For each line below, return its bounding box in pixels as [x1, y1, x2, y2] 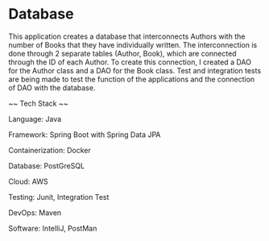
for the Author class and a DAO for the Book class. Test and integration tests [8, 65, 262, 75]
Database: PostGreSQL [8, 160, 85, 170]
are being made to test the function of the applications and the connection [8, 74, 255, 84]
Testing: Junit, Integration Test [8, 192, 110, 202]
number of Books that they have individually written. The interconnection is [8, 39, 258, 49]
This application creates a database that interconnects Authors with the [8, 31, 246, 41]
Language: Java [8, 114, 62, 123]
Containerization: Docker [8, 145, 91, 155]
